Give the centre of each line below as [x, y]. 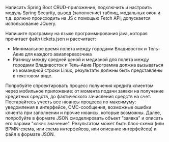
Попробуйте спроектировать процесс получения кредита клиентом [79, 86]
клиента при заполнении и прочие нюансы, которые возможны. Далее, [83, 112]
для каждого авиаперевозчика [58, 54]
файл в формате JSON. [30, 134]
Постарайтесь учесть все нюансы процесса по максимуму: [71, 102]
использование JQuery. [31, 23]
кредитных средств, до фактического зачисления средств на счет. [78, 96]
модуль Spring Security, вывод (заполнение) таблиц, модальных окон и [83, 13]
